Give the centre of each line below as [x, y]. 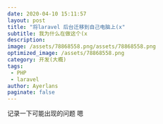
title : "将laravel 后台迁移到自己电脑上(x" [66, 27]
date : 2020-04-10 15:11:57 [47, 14]
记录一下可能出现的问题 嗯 [45, 113]
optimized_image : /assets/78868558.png [66, 54]
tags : [15, 66]
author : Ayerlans [33, 86]
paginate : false [31, 92]
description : [26, 40]
